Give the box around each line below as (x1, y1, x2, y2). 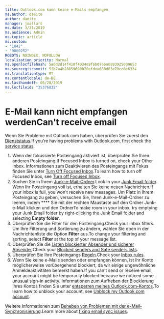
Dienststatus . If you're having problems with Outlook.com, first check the (5, 138, 151, 144)
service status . (5, 143, 35, 149)
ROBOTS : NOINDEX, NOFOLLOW (5, 53, 60, 58)
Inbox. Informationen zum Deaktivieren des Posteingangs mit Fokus (12, 163, 149, 169)
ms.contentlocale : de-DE (5, 76, 56, 81)
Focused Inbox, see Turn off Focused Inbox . (12, 174, 101, 179)
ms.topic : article (5, 35, 43, 40)
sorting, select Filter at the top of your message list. (12, 236, 117, 242)
